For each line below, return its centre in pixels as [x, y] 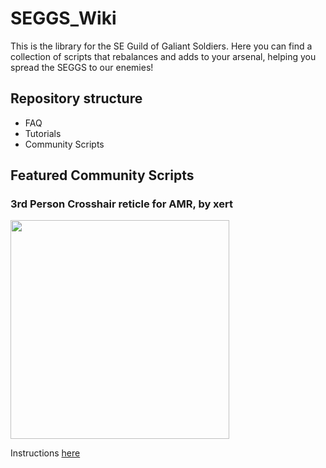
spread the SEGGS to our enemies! [82, 67]
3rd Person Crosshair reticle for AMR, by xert [121, 204]
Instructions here [45, 453]
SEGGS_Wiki [63, 18]
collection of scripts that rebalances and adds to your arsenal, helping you [163, 56]
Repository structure [76, 98]
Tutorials [43, 133]
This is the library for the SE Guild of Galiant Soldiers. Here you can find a [161, 46]
